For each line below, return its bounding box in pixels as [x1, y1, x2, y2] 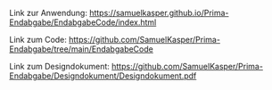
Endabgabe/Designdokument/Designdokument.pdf [9, 70, 197, 81]
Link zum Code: [9, 35, 67, 45]
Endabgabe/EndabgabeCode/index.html [9, 17, 157, 28]
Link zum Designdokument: [9, 61, 110, 71]
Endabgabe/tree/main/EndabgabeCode [9, 44, 153, 54]
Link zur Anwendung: [9, 8, 87, 18]
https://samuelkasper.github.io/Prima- [88, 8, 229, 18]
